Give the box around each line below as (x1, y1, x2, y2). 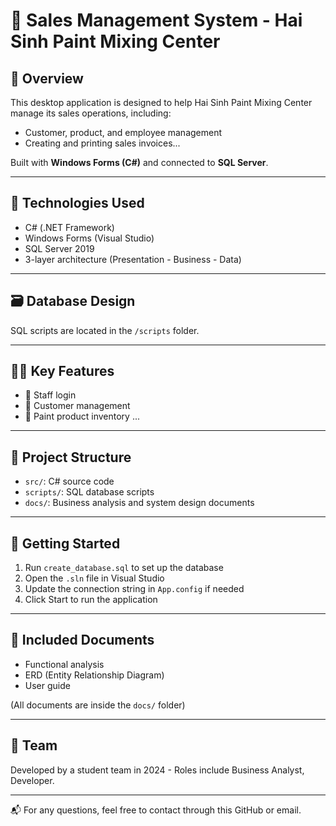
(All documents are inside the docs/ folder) (10, 699, 186, 711)
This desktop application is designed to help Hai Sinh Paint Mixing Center (10, 97, 313, 108)
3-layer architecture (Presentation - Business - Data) (24, 253, 242, 265)
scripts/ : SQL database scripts (24, 486, 155, 498)
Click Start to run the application (24, 594, 158, 606)
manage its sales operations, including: (10, 107, 172, 119)
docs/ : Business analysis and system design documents (24, 497, 255, 509)
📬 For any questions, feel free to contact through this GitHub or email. (10, 804, 302, 816)
